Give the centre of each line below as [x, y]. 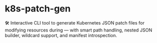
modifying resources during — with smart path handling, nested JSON [78, 30]
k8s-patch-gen [38, 9]
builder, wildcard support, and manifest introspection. [61, 35]
